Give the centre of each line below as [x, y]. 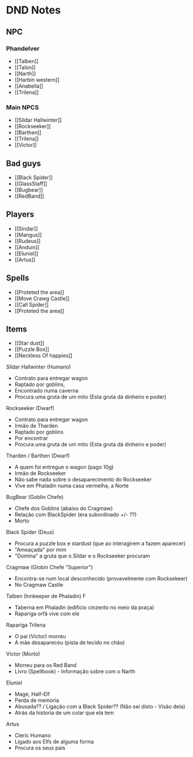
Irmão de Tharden [36, 426]
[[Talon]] [25, 67]
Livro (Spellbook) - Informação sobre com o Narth [75, 672]
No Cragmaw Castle [39, 585]
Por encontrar [31, 438]
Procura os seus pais [40, 748]
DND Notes [34, 10]
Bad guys [24, 164]
